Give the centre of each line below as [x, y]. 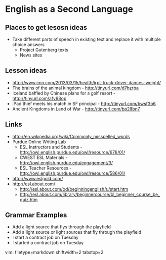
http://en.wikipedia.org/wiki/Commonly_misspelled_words [71, 136]
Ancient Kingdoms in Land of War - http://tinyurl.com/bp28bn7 [76, 109]
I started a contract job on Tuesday [48, 243]
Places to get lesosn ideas [46, 27]
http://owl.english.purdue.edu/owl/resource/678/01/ [72, 152]
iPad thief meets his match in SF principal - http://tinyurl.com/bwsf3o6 [84, 104]
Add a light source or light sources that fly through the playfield [77, 232]
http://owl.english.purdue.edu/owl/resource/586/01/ [72, 173]
